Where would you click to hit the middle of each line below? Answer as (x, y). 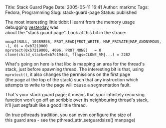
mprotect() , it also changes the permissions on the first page (68, 74)
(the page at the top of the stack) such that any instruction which (72, 80)
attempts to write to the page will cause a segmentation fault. (68, 85)
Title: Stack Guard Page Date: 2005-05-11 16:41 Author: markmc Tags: (77, 7)
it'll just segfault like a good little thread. (46, 105)
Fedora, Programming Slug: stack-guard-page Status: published (71, 12)
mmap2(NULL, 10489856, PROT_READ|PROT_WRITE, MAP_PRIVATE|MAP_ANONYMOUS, (83, 42)
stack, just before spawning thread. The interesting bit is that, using (75, 69)
